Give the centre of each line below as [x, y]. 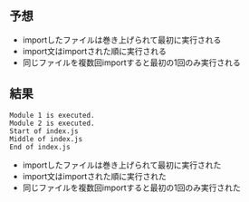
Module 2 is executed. [52, 123]
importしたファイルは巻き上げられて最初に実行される [122, 40]
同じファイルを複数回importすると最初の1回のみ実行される [132, 63]
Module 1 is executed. [52, 115]
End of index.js [40, 147]
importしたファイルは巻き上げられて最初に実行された [122, 165]
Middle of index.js [46, 139]
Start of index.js [44, 131]
